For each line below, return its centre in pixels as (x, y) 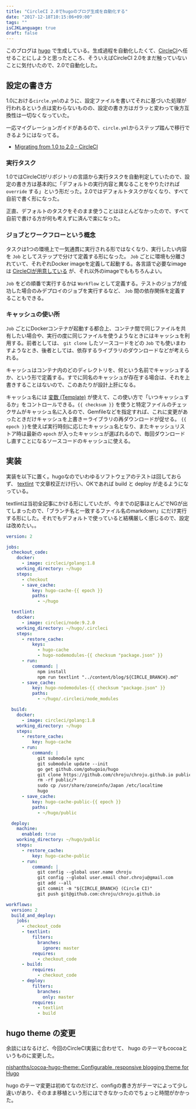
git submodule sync (61, 758)
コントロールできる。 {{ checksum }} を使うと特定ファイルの (99, 404)
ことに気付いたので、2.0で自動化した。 (53, 66)
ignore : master (61, 948)
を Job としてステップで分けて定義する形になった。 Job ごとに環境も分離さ (96, 256)
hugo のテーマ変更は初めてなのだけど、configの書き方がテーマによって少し (97, 1085)
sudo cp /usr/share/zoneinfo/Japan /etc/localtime (100, 786)
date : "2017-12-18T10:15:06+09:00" (49, 17)
